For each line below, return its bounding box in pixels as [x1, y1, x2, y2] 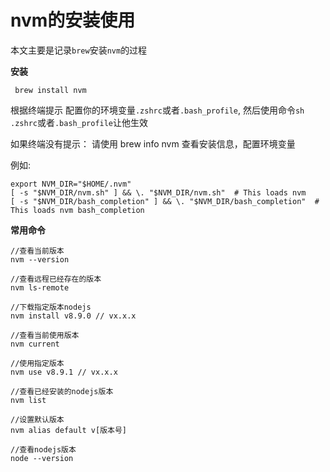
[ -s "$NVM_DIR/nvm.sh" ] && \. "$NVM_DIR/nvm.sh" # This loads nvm [10, 187, 307, 198]
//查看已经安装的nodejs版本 [10, 386, 114, 396]
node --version [10, 453, 74, 463]
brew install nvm [14, 85, 87, 95]
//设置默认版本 [10, 414, 65, 425]
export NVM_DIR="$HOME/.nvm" [10, 179, 132, 189]
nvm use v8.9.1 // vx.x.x [10, 367, 118, 377]
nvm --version [10, 254, 70, 265]
